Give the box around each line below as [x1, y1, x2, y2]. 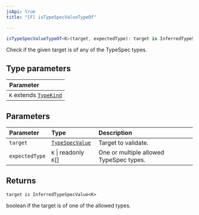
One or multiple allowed [98, 149, 165, 156]
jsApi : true [6, 8, 36, 15]
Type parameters [6, 63, 71, 73]
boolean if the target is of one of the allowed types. [6, 202, 131, 209]
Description [98, 129, 132, 137]
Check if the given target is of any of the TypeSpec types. [6, 46, 147, 53]
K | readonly [51, 149, 85, 156]
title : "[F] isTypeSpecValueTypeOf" [6, 14, 97, 20]
